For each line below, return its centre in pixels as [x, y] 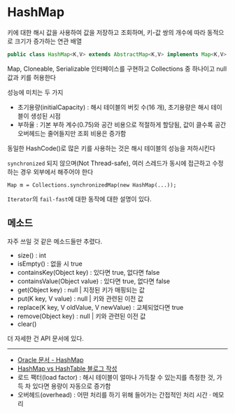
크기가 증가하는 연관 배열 [48, 41]
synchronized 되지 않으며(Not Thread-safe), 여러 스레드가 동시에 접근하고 [109, 163]
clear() [27, 324]
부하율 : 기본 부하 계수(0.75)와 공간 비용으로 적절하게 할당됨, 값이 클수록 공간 [122, 124]
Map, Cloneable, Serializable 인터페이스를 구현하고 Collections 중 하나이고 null [117, 69]
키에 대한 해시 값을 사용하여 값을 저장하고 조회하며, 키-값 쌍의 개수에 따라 [107, 32]
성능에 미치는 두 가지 [35, 92]
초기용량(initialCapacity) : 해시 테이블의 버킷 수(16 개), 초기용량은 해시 [113, 107]
